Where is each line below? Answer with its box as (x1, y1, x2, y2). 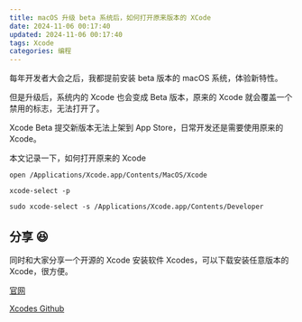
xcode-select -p (9, 187, 70, 196)
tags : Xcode (9, 38, 54, 48)
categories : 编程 (9, 47, 72, 56)
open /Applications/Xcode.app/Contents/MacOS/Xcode (9, 170, 207, 180)
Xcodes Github (9, 303, 65, 314)
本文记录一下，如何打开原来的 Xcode (9, 152, 147, 163)
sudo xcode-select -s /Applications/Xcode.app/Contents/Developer (9, 202, 264, 212)
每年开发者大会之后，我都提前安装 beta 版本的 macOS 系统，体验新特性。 (9, 73, 283, 84)
